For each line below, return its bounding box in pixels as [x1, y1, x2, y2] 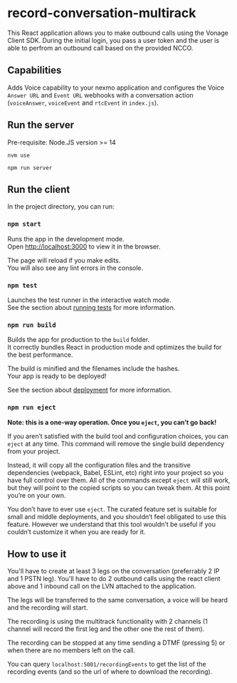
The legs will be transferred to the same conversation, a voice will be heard [7, 596, 228, 605]
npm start [7, 220, 41, 229]
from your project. [7, 447, 60, 455]
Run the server [7, 119, 75, 131]
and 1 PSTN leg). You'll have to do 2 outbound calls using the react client [7, 575, 221, 583]
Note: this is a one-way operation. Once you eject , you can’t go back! [7, 418, 217, 427]
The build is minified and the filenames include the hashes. [7, 365, 180, 373]
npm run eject [7, 404, 56, 412]
